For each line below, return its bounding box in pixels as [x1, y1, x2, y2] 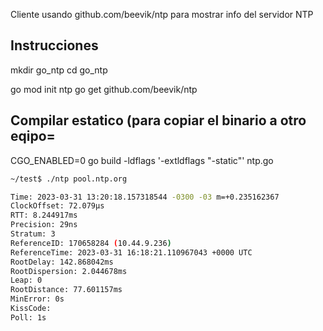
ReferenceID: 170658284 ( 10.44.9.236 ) [10, 238, 172, 248]
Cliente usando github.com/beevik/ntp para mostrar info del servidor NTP [10, 9, 314, 20]
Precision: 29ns [10, 220, 78, 230]
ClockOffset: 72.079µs [10, 201, 105, 211]
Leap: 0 [10, 275, 43, 286]
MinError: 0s [10, 294, 65, 304]
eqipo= [10, 128, 56, 145]
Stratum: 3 [10, 229, 56, 239]
